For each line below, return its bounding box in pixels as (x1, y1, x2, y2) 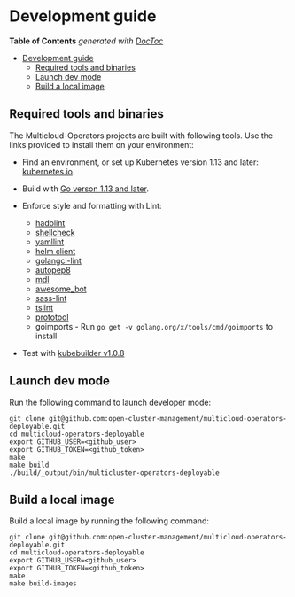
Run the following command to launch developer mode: (9, 397, 211, 407)
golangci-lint (35, 255, 82, 266)
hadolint (35, 217, 66, 228)
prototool (35, 312, 69, 322)
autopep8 (35, 264, 71, 275)
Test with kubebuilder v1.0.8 (21, 347, 125, 358)
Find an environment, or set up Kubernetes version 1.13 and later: (21, 157, 260, 167)
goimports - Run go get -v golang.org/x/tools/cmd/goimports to (35, 321, 273, 331)
